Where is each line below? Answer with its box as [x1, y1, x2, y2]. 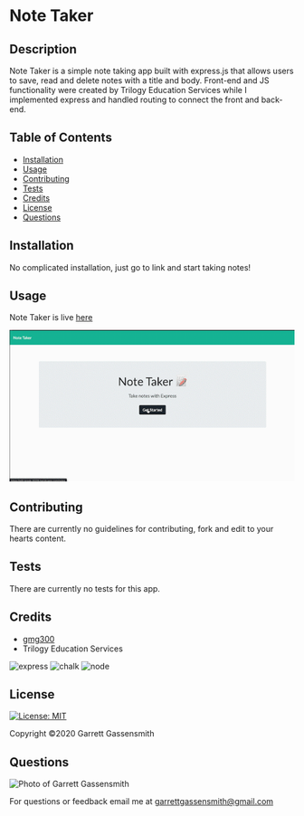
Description [9, 42, 77, 57]
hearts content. [9, 533, 66, 544]
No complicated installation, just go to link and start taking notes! [9, 261, 252, 272]
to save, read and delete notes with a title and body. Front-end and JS [9, 75, 270, 86]
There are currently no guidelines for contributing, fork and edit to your [9, 524, 274, 534]
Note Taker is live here [9, 312, 93, 323]
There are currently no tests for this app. [9, 583, 161, 593]
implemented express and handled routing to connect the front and [9, 94, 260, 105]
